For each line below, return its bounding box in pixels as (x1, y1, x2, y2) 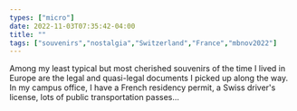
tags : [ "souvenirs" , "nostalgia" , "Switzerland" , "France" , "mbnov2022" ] (9, 38, 278, 48)
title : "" (9, 30, 47, 39)
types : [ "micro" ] (9, 13, 75, 23)
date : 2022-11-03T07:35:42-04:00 (9, 22, 136, 31)
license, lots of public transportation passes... (9, 92, 179, 103)
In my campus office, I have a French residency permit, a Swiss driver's (9, 82, 276, 93)
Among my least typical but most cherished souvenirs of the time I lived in (9, 63, 286, 74)
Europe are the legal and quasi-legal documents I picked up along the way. (9, 73, 288, 84)
